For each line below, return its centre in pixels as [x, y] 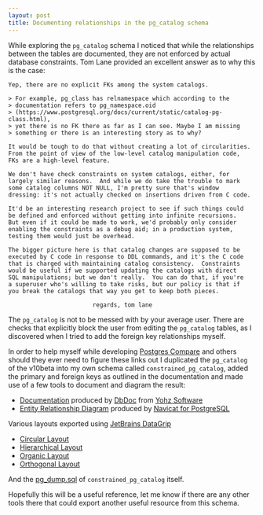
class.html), [29, 119]
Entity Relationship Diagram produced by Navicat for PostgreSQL [124, 408]
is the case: [27, 70]
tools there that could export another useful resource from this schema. [124, 502]
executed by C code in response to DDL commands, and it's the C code [126, 256]
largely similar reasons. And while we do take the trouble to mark [124, 181]
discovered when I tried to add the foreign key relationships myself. [117, 336]
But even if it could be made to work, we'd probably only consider [122, 222]
